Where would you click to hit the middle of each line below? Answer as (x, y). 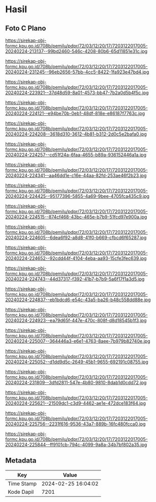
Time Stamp (22, 484)
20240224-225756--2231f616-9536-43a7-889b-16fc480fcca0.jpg (75, 424)
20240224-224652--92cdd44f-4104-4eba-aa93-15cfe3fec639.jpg (76, 258)
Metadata (21, 460)
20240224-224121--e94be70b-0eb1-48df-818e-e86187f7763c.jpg (75, 113)
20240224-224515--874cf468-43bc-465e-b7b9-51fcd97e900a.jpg (76, 217)
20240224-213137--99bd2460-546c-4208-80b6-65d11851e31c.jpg (76, 51)
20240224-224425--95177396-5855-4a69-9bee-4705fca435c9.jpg (77, 196)
